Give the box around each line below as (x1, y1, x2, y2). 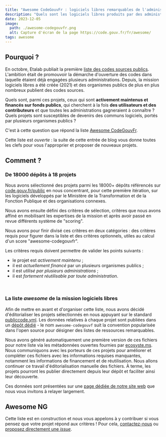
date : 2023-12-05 (5, 16, 41, 21)
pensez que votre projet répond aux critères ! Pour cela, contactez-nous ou (5, 421, 159, 427)
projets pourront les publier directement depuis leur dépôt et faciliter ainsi (5, 368, 156, 374)
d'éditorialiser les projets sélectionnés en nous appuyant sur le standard (5, 312, 152, 318)
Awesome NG (5, 403, 48, 411)
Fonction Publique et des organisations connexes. (5, 198, 107, 204)
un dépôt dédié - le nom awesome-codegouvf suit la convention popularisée (5, 322, 156, 328)
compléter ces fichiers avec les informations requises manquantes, (5, 353, 142, 358)
